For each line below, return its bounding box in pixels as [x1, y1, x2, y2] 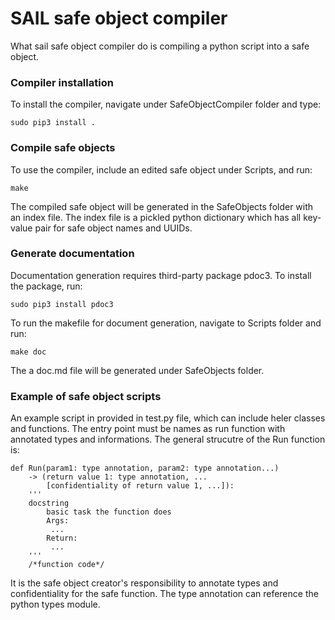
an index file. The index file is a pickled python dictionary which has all [10, 211, 302, 223]
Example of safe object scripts [10, 389, 162, 403]
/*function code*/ [28, 560, 105, 570]
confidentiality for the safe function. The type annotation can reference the [10, 588, 319, 600]
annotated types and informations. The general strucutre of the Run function [10, 433, 326, 446]
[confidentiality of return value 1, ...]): [46, 481, 235, 491]
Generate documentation [10, 247, 135, 261]
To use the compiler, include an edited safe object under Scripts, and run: [10, 163, 313, 176]
